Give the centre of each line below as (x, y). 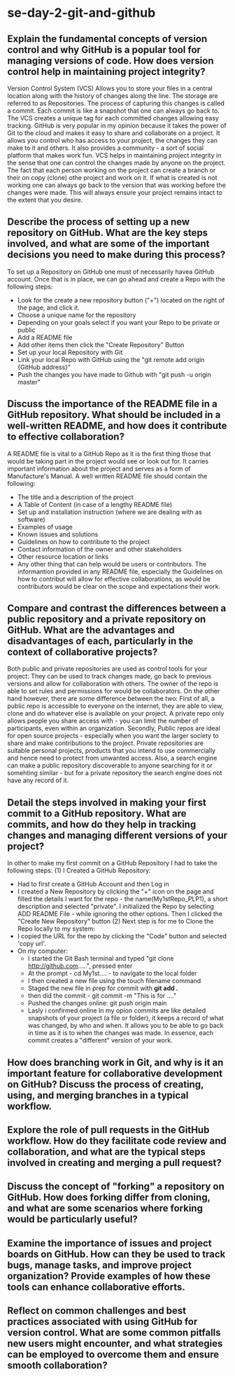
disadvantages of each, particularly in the (100, 641)
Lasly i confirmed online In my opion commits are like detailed (117, 1010)
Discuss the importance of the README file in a (113, 404)
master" (29, 382)
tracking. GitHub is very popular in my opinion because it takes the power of (117, 125)
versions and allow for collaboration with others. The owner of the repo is (113, 683)
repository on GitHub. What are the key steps (108, 233)
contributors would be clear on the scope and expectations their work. (119, 586)
